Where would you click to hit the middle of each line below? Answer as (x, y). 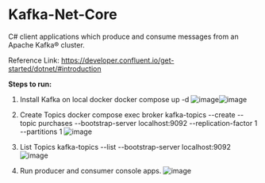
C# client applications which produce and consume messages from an (124, 36)
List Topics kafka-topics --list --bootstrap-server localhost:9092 (125, 147)
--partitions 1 (41, 132)
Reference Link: (34, 60)
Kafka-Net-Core (63, 15)
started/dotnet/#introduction (55, 68)
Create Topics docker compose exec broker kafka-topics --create (127, 114)
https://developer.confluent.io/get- (117, 60)
